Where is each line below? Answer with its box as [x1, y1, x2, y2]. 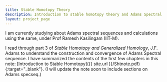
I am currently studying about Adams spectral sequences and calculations [5, 30, 158, 36]
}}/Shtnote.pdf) [108, 61, 140, 67]
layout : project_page [5, 16, 50, 21]
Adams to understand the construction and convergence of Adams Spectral [5, 50, 161, 56]
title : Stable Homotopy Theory [5, 7, 70, 12]
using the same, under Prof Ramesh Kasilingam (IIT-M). [5, 35, 119, 41]
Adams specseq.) [5, 72, 41, 78]
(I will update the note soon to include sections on [44, 66, 148, 72]
